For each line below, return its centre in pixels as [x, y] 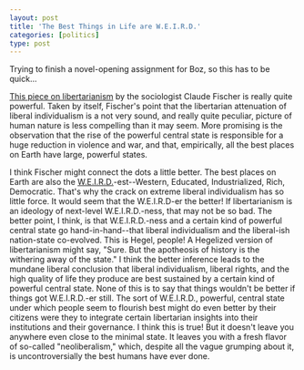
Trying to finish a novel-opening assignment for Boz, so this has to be [140, 69]
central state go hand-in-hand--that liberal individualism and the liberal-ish [150, 231]
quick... [24, 79]
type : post [30, 43]
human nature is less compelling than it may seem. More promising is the [147, 126]
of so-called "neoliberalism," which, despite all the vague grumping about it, [152, 346]
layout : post [34, 18]
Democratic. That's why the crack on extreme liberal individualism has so [147, 191]
